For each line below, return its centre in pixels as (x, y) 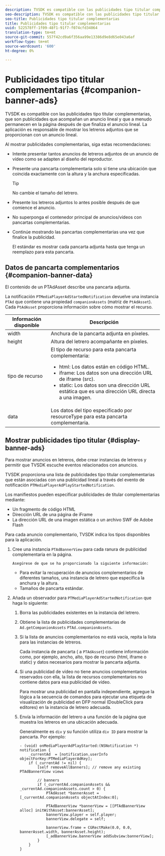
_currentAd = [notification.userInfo (68, 755)
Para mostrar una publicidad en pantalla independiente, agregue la (87, 692)
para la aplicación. (24, 540)
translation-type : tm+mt (30, 32)
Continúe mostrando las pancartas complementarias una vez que (78, 232)
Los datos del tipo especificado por (92, 410)
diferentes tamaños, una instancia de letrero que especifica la (82, 578)
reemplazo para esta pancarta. (43, 252)
